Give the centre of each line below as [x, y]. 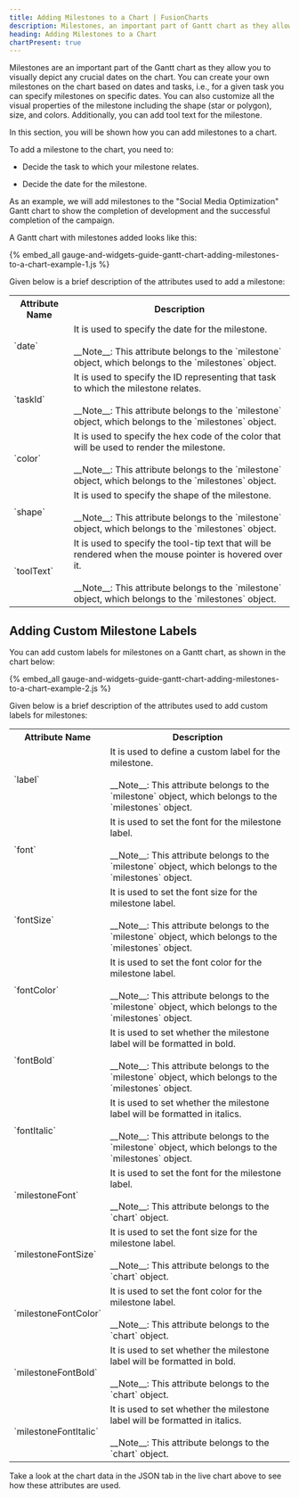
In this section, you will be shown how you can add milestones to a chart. [143, 132]
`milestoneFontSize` [55, 1255]
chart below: [32, 662]
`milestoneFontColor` [58, 1313]
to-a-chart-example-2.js [54, 688]
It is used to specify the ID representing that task [175, 377]
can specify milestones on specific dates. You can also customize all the [142, 96]
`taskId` [29, 399]
